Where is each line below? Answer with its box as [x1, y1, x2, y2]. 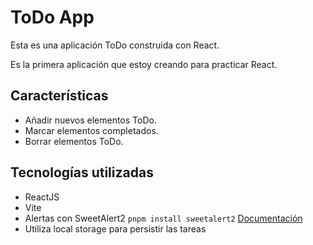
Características [10, 87, 109, 105]
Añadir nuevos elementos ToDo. [24, 114, 157, 126]
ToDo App [10, 6, 95, 29]
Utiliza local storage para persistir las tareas [24, 222, 207, 235]
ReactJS [24, 191, 60, 203]
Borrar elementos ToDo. [24, 135, 124, 147]
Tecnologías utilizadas [10, 164, 154, 181]
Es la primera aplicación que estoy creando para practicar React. [10, 58, 278, 70]
